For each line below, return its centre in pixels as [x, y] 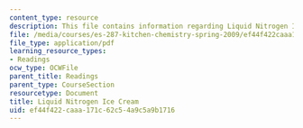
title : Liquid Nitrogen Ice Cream [74, 101]
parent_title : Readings [54, 77]
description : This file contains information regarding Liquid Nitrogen [149, 26]
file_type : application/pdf [62, 43]
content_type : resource [54, 18]
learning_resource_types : [58, 51]
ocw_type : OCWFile [44, 69]
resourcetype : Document [54, 93]
